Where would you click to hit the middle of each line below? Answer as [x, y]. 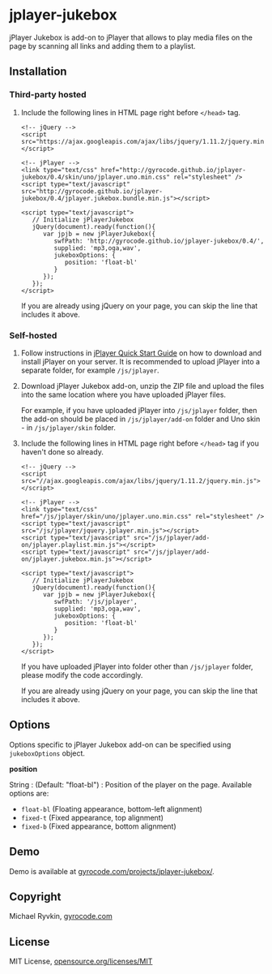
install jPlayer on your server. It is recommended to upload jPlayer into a [140, 361]
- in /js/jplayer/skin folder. [68, 427]
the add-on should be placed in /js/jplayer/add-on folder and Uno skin [140, 419]
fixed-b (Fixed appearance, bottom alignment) [98, 826]
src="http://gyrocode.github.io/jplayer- [91, 191]
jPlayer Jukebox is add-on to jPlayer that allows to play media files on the [131, 37]
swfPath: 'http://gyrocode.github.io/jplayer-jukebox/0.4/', [159, 241]
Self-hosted [33, 335]
